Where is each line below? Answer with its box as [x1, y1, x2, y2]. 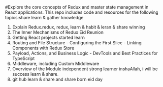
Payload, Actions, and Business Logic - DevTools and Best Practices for [12, 50, 158, 56]
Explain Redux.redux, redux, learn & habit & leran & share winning [12, 24, 145, 30]
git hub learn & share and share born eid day [12, 76, 103, 82]
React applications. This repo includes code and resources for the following [5, 9, 159, 15]
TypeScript [12, 56, 35, 61]
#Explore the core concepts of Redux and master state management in [5, 4, 149, 10]
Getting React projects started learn [12, 34, 85, 40]
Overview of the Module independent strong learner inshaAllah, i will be [12, 66, 158, 72]
